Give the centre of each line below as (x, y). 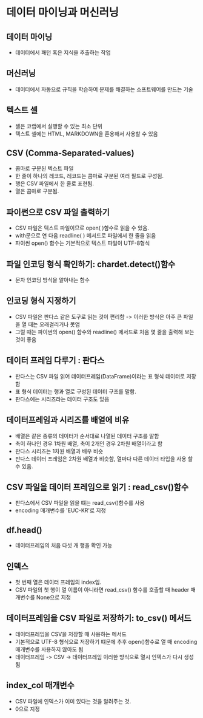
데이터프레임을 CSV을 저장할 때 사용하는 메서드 (71, 634)
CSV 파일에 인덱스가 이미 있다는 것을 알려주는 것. (73, 701)
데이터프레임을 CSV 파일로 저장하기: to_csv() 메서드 (99, 618)
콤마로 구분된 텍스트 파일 (44, 168)
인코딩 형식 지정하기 (41, 301)
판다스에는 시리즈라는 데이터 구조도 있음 (62, 399)
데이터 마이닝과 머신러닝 (63, 12)
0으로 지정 (28, 709)
